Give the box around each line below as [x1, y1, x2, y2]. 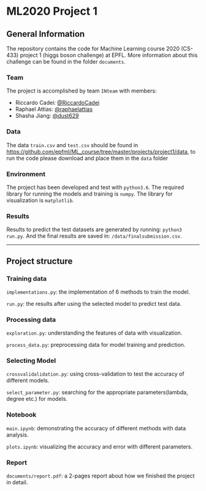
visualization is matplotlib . [6, 196, 75, 204]
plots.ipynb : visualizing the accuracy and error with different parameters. [6, 443, 193, 450]
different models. [6, 377, 50, 384]
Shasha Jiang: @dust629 [15, 112, 79, 120]
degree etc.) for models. [6, 395, 67, 403]
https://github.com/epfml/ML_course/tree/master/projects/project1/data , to [6, 148, 196, 155]
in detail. [6, 479, 28, 486]
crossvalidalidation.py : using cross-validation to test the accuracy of [6, 370, 185, 378]
